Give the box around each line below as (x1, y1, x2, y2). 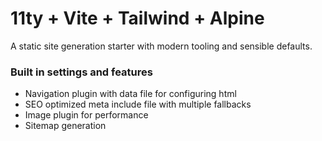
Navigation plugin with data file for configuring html (24, 88, 237, 100)
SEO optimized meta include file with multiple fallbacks (24, 98, 252, 111)
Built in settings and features (10, 65, 153, 79)
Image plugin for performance (24, 109, 149, 121)
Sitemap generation (24, 120, 107, 132)
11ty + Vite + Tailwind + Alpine (10, 7, 265, 30)
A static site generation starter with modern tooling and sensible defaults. (10, 40, 313, 52)
